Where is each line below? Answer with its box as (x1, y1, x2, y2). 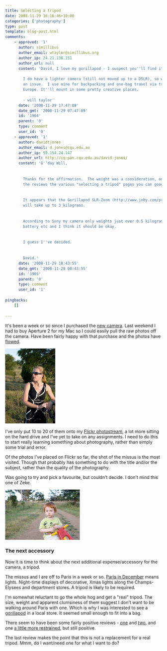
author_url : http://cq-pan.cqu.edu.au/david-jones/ (18, 155, 128, 161)
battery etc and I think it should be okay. (23, 224, 117, 229)
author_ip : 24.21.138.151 (18, 55, 72, 60)
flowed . (5, 338, 21, 344)
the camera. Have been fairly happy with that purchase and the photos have (5, 333, 161, 339)
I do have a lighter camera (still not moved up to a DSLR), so (23, 76, 159, 82)
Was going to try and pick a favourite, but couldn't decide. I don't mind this (5, 474, 158, 480)
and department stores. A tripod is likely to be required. (22, 584, 136, 590)
